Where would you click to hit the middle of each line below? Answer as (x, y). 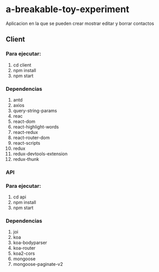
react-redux (26, 132)
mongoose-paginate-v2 (38, 264)
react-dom (24, 121)
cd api (20, 197)
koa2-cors (24, 253)
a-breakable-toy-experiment (68, 9)
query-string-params (35, 111)
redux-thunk (26, 159)
